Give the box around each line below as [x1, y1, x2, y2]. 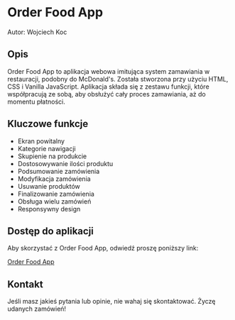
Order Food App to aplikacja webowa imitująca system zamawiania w [7, 67, 210, 75]
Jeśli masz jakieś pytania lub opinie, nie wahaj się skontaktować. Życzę [7, 297, 216, 306]
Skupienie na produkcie [17, 152, 87, 160]
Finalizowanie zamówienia [17, 189, 94, 198]
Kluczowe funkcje [7, 118, 89, 130]
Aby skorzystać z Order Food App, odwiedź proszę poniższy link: [7, 244, 199, 253]
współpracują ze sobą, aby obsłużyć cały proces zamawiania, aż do [7, 89, 206, 98]
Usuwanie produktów [17, 182, 80, 190]
